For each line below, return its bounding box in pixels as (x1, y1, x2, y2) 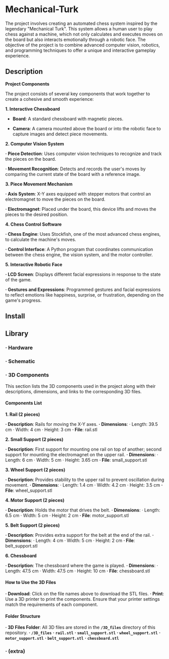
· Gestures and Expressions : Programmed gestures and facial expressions (5, 286, 161, 292)
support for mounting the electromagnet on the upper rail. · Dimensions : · (5, 451, 158, 457)
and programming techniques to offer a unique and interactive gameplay (5, 47, 156, 53)
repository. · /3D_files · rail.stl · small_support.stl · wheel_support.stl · (5, 630, 161, 636)
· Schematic (5, 358, 35, 365)
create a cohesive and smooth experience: (5, 96, 94, 102)
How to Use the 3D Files (5, 579, 57, 585)
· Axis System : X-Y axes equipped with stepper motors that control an (5, 191, 151, 197)
